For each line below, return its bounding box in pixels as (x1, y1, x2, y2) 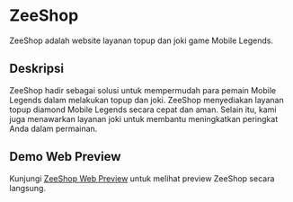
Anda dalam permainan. (9, 123, 98, 134)
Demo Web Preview (9, 149, 121, 164)
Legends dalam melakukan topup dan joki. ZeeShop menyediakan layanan (9, 94, 285, 105)
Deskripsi (9, 61, 65, 76)
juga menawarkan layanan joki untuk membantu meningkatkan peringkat (9, 113, 279, 124)
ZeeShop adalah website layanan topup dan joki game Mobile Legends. (9, 35, 274, 46)
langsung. (9, 182, 47, 193)
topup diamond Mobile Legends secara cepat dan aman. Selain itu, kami (9, 104, 277, 115)
